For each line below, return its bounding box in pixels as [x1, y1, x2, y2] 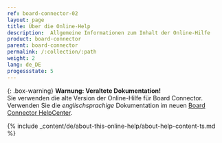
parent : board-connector [7, 42, 78, 49]
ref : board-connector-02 [7, 10, 78, 17]
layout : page [7, 16, 45, 23]
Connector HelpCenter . [7, 108, 73, 117]
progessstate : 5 [7, 67, 54, 74]
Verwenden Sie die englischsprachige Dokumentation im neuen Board [7, 101, 206, 109]
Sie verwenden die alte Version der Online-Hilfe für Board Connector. [7, 93, 203, 102]
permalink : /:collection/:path [7, 49, 97, 56]
